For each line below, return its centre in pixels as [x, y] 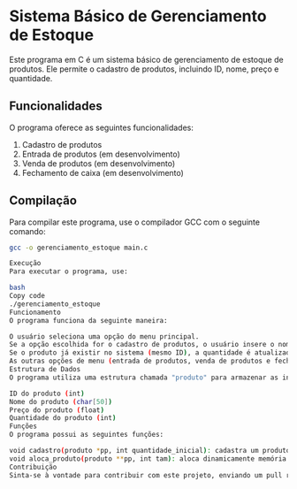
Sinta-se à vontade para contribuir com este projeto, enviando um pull [146, 475]
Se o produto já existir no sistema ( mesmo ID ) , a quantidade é [130, 353]
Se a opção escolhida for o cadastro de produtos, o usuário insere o [142, 345]
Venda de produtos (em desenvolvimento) [99, 163]
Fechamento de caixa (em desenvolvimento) [103, 172]
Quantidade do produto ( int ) [63, 418]
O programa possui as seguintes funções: [87, 435]
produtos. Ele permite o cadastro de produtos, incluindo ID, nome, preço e [144, 69]
